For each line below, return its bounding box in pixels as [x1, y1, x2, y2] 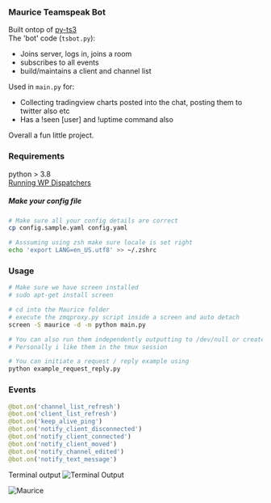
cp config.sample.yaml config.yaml [8, 224, 128, 232]
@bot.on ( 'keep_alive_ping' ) [8, 417, 103, 426]
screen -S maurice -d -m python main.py [8, 320, 147, 329]
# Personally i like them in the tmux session [8, 343, 168, 351]
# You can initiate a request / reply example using [8, 357, 190, 366]
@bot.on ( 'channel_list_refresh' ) [8, 403, 121, 411]
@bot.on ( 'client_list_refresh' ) [8, 410, 117, 418]
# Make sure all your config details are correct [8, 217, 179, 225]
